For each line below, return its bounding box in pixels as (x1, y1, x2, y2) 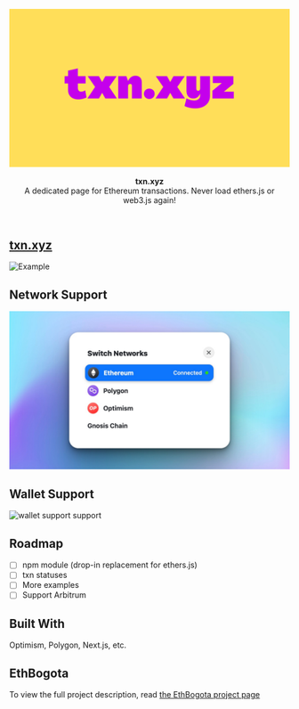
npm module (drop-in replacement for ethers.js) (21, 559, 198, 570)
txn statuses (21, 570, 68, 581)
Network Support (9, 287, 108, 302)
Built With (9, 615, 65, 632)
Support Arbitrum (21, 590, 87, 600)
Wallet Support (9, 486, 95, 502)
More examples (21, 580, 80, 591)
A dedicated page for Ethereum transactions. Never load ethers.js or (24, 185, 275, 196)
